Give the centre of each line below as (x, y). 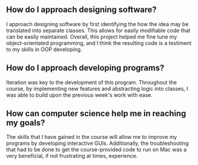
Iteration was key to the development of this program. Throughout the (92, 82)
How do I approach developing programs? (85, 68)
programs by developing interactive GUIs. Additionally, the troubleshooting (98, 143)
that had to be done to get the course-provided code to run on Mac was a (96, 150)
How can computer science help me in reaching (96, 114)
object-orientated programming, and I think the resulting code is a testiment (99, 43)
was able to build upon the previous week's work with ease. (79, 95)
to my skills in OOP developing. (44, 49)
